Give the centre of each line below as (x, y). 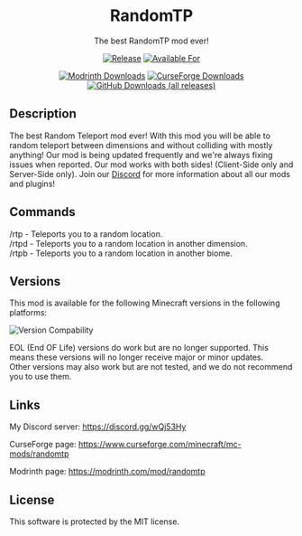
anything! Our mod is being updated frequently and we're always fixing (141, 155)
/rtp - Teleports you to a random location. (86, 234)
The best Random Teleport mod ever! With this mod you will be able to (140, 136)
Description (43, 114)
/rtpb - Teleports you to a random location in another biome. (121, 253)
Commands (43, 212)
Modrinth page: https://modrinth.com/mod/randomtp (107, 472)
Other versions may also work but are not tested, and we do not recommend (151, 367)
